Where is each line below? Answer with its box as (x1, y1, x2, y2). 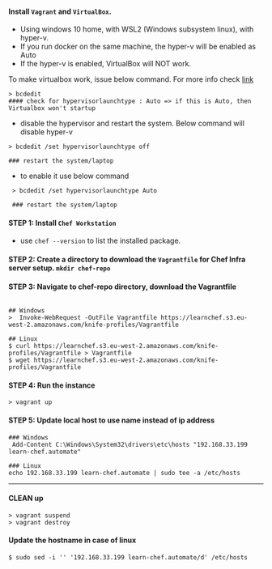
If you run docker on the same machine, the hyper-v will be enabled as (19, 41, 257, 52)
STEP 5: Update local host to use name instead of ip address (8, 415, 215, 425)
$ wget (8, 356, 31, 364)
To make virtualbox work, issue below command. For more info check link (8, 74, 254, 84)
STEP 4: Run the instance (8, 380, 96, 390)
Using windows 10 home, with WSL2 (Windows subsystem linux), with (19, 24, 254, 34)
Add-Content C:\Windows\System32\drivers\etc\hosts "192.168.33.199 (11, 440, 249, 448)
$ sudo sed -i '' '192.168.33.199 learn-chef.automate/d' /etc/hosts (8, 554, 249, 562)
